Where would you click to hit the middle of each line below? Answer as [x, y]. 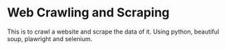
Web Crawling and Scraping [88, 13]
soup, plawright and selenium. [50, 38]
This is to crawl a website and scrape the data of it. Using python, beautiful [113, 32]
